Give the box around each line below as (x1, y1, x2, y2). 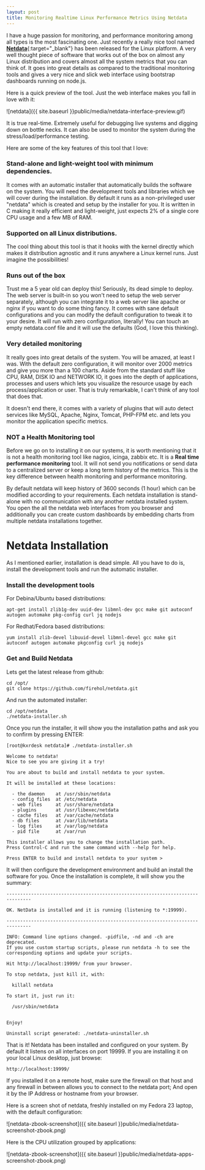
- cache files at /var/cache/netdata (12, 812, 114, 819)
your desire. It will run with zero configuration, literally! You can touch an (6, 318, 189, 325)
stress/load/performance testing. (6, 132, 90, 140)
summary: (6, 879, 32, 886)
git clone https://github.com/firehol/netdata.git (6, 685, 138, 692)
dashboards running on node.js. (6, 77, 87, 85)
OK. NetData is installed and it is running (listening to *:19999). (6, 907, 188, 913)
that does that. (6, 392, 43, 400)
